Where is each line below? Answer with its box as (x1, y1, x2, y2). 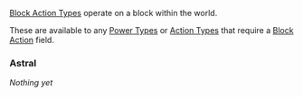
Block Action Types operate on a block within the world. (9, 8, 218, 18)
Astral (9, 57, 37, 69)
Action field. (9, 35, 54, 45)
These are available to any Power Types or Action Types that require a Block (9, 25, 294, 35)
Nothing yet (9, 77, 53, 88)
